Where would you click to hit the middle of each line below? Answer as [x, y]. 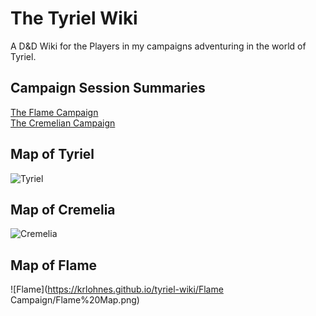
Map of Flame [54, 265]
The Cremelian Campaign [63, 123]
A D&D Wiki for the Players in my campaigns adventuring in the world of [158, 46]
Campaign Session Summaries [108, 88]
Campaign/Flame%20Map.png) [75, 300]
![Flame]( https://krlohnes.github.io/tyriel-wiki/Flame [117, 289]
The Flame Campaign [54, 112]
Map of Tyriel [52, 154]
